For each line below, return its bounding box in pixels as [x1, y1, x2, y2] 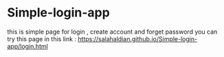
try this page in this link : [7, 34, 77, 43]
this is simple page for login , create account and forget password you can [7, 27, 218, 36]
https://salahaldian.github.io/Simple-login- [78, 34, 198, 43]
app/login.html [7, 42, 48, 50]
